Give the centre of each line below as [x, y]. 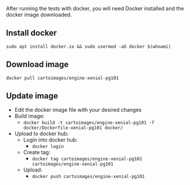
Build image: [30, 116]
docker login [48, 147]
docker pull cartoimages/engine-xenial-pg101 [62, 78]
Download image [37, 65]
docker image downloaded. [39, 15]
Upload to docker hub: [42, 133]
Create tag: [37, 152]
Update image [32, 96]
